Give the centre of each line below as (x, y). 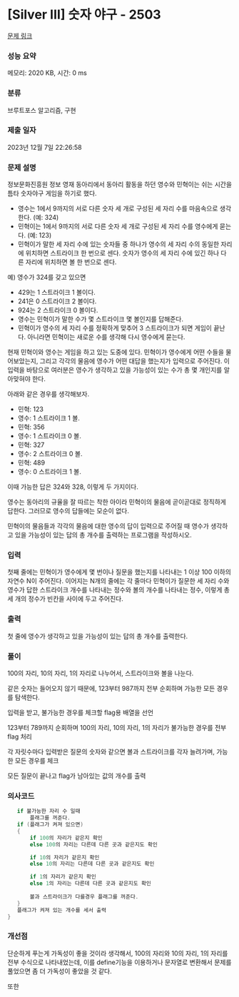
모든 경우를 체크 (37, 761)
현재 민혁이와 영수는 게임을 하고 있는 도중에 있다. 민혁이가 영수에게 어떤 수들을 (116, 352)
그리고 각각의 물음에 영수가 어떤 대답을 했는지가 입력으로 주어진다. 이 (135, 361)
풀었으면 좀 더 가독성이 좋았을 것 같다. (60, 971)
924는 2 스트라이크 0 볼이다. (58, 310)
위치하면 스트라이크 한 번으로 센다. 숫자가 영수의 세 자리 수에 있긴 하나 (122, 253)
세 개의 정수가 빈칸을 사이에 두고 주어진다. (65, 599)
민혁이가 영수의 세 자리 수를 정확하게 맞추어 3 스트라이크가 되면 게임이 (115, 328)
